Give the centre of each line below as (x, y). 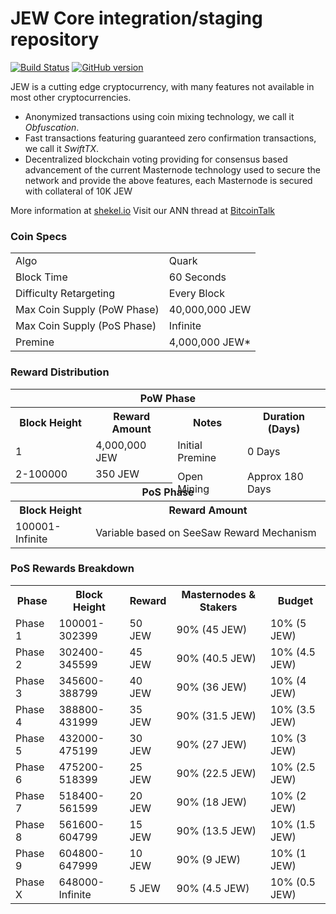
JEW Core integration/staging (136, 18)
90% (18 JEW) (212, 802)
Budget (295, 600)
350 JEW (117, 474)
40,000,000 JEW (210, 310)
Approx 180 (275, 477)
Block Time (41, 277)
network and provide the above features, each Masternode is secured (168, 180)
